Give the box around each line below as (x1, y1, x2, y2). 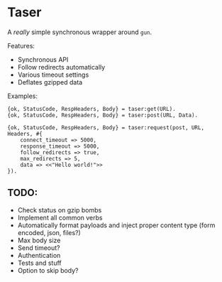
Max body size (17, 236, 61, 244)
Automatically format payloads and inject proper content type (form (17, 221, 216, 229)
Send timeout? (17, 243, 60, 252)
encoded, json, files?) (17, 228, 82, 237)
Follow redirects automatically (17, 63, 106, 71)
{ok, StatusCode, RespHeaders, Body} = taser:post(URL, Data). (7, 112, 199, 119)
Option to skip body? (17, 266, 79, 274)
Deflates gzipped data (17, 77, 83, 86)
